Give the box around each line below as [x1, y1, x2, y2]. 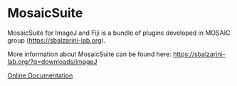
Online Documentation [7, 71, 73, 80]
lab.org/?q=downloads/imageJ [7, 57, 98, 65]
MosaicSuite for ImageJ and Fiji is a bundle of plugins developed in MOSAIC [7, 28, 231, 37]
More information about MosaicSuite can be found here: [7, 50, 172, 58]
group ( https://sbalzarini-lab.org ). [7, 36, 106, 44]
